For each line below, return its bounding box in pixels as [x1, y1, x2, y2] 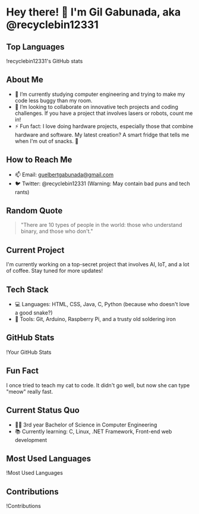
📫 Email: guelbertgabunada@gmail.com [14, 171, 114, 178]
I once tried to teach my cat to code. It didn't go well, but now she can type [6, 381, 190, 389]
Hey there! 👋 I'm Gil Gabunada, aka [6, 5, 181, 19]
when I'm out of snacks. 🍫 [14, 137, 79, 145]
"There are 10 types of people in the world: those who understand [20, 222, 182, 229]
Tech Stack [6, 284, 49, 294]
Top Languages [6, 42, 65, 52]
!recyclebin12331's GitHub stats [6, 58, 83, 64]
